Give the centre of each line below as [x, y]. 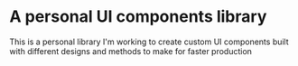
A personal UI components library [138, 17]
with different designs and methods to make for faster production [131, 51]
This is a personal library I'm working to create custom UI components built [149, 42]
